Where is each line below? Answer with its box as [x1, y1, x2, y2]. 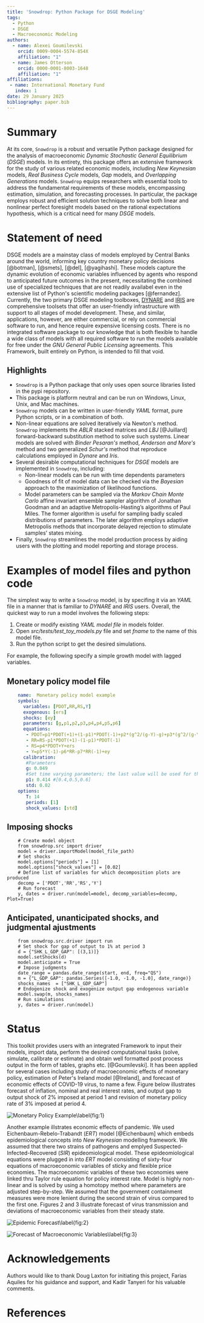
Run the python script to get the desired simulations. [15, 640, 147, 648]
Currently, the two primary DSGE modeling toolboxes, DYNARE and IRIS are [7, 296, 195, 303]
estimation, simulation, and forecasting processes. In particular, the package [7, 190, 197, 198]
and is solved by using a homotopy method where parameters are [22, 1182, 186, 1188]
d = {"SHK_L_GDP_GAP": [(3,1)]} [18, 949, 99, 955]
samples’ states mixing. [24, 529, 84, 537]
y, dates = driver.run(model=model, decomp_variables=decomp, [18, 891, 178, 897]
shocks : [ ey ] [22, 715, 56, 721]
